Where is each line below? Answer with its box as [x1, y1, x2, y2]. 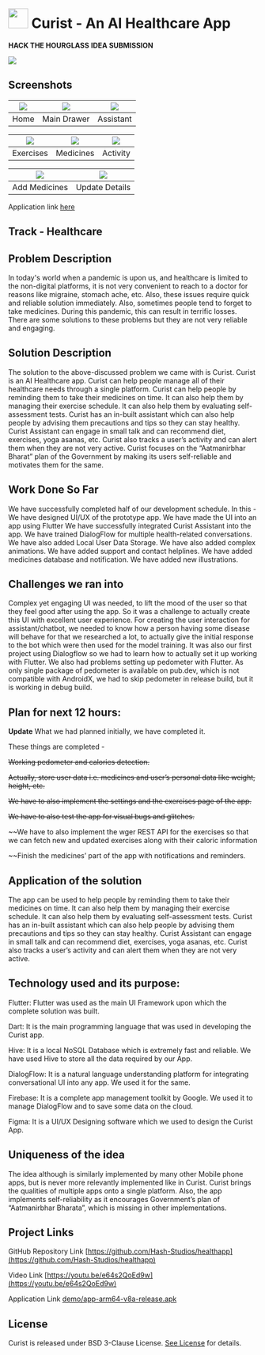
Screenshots [8, 78, 73, 92]
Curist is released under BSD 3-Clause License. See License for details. [8, 1338, 242, 1348]
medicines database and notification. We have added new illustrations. [8, 555, 239, 564]
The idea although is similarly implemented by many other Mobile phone [8, 1169, 244, 1178]
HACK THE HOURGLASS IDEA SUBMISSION [8, 40, 153, 50]
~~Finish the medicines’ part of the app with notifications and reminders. [8, 851, 246, 861]
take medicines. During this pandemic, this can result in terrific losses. [8, 306, 237, 316]
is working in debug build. [8, 682, 93, 693]
